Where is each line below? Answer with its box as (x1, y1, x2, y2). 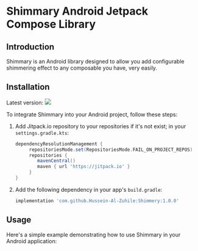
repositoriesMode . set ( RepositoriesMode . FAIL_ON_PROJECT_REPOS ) (29, 147, 193, 153)
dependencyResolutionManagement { (15, 140, 103, 147)
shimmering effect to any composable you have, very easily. (6, 64, 157, 71)
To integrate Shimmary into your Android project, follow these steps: (6, 111, 178, 118)
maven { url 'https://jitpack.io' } (37, 164, 130, 170)
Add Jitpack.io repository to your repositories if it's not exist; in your (15, 122, 186, 129)
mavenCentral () (37, 158, 76, 164)
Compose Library (6, 17, 96, 31)
